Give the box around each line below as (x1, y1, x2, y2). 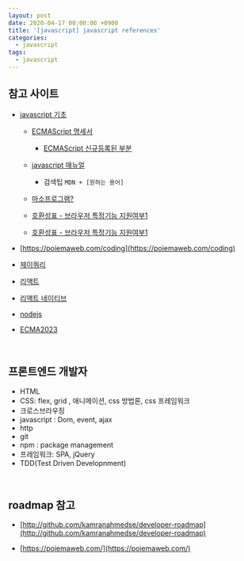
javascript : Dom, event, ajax (19, 414, 112, 424)
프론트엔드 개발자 (8, 365, 88, 379)
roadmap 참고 (8, 498, 75, 512)
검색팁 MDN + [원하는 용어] (43, 177, 124, 186)
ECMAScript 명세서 (31, 126, 93, 135)
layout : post (8, 11, 51, 20)
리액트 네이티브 (19, 293, 67, 303)
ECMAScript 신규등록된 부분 (43, 143, 132, 153)
